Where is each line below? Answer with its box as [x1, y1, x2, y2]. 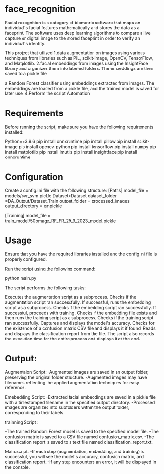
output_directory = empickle [5, 203, 62, 209]
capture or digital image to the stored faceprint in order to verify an [5, 35, 141, 41]
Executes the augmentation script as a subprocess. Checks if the [5, 294, 137, 300]
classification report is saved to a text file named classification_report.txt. [5, 439, 153, 445]
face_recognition [5, 3, 76, 15]
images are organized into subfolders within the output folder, [5, 405, 130, 410]
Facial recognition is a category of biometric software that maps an [5, 20, 141, 25]
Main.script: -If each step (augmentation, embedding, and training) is [5, 449, 144, 454]
